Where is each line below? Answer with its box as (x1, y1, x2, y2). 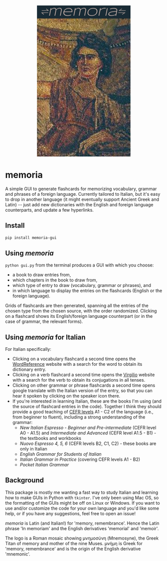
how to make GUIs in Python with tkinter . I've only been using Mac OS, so (5, 494, 159, 501)
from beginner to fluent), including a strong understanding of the (12, 414, 146, 420)
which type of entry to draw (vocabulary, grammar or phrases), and (12, 282, 151, 288)
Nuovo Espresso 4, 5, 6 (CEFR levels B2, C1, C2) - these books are (19, 440, 157, 446)
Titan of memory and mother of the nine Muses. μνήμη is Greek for (5, 540, 143, 546)
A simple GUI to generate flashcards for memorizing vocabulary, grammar (5, 185, 157, 192)
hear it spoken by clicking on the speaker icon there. (12, 393, 121, 399)
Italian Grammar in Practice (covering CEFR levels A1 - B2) (19, 456, 141, 462)
